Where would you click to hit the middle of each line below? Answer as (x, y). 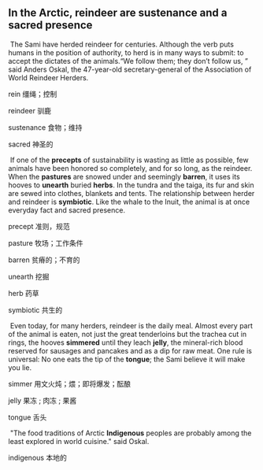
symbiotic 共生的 (35, 309)
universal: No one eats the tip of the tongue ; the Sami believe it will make (127, 359)
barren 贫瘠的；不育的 (44, 260)
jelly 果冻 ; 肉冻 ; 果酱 (43, 400)
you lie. (20, 367)
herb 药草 (24, 293)
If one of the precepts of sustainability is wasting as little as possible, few (130, 160)
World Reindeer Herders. (48, 77)
